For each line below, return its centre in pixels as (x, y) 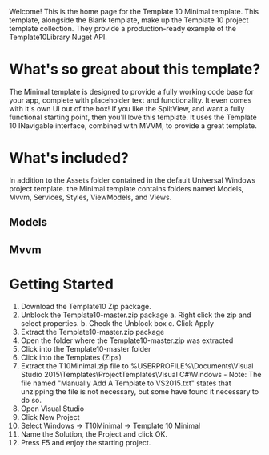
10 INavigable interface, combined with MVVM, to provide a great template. (133, 125)
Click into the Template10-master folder (86, 348)
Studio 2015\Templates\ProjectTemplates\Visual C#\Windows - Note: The (141, 374)
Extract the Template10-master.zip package (92, 332)
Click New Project (50, 417)
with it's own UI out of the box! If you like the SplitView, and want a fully (127, 108)
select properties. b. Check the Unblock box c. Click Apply (117, 323)
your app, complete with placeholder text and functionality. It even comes (130, 100)
